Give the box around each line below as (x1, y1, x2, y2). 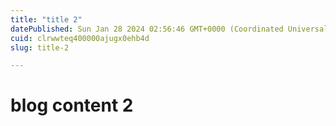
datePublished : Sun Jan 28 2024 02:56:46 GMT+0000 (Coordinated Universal (10, 24, 329, 34)
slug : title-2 (10, 42, 70, 53)
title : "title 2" (10, 14, 83, 25)
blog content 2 (10, 94, 134, 117)
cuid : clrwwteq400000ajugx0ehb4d (10, 33, 150, 43)
